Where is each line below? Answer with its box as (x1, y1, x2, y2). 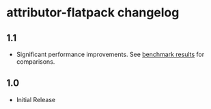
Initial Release (16, 95, 56, 104)
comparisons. (16, 58, 55, 66)
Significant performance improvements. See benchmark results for (16, 50, 205, 58)
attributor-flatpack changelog (6, 5, 180, 21)
